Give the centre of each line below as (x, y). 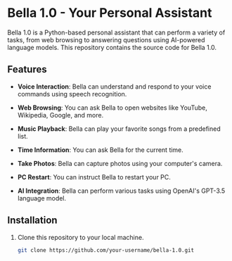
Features (27, 69)
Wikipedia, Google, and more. (60, 115)
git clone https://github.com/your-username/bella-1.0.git (106, 250)
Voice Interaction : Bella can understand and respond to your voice (114, 87)
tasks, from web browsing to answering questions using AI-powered (106, 39)
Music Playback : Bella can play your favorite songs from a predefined (119, 129)
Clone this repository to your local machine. (80, 237)
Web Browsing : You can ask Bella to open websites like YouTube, (112, 108)
